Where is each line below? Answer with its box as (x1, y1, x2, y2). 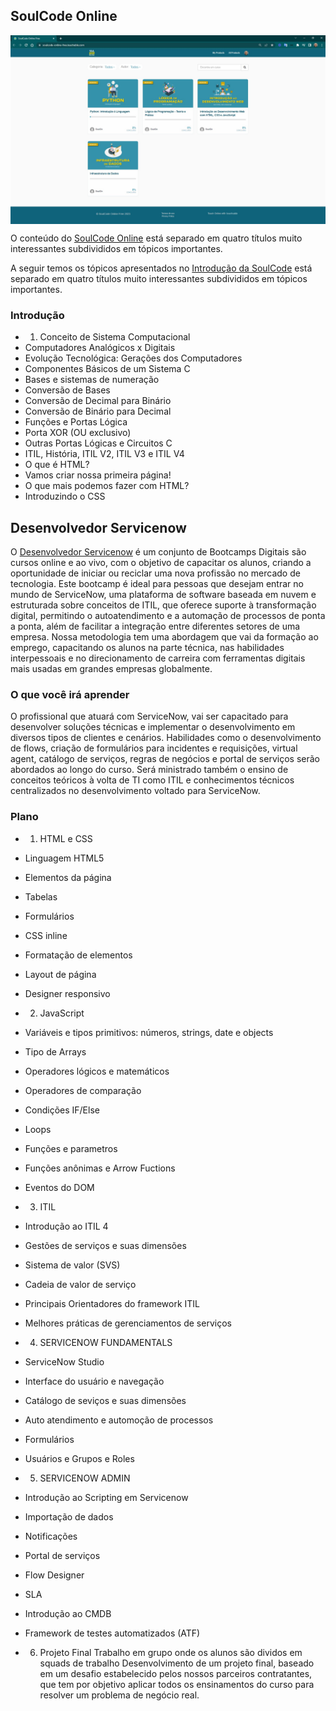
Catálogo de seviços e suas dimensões (24, 1394, 187, 1406)
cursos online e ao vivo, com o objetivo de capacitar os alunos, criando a (10, 557, 312, 569)
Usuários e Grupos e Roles (24, 1452, 135, 1464)
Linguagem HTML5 (24, 852, 105, 864)
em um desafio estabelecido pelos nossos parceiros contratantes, (39, 1667, 313, 1679)
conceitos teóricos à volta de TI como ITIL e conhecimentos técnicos (10, 774, 295, 786)
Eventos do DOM (24, 1181, 95, 1193)
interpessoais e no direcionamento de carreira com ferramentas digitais (10, 652, 306, 664)
